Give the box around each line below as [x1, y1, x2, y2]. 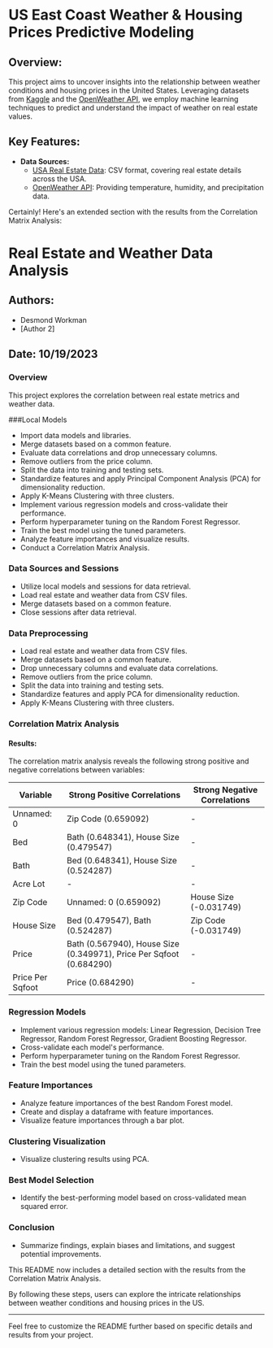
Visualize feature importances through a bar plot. [19, 1115, 185, 1125]
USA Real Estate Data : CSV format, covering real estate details [32, 165, 242, 175]
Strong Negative [193, 785, 258, 796]
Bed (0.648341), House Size [66, 855, 177, 867]
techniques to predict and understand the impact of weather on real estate [8, 103, 258, 112]
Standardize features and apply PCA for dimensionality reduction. [19, 689, 240, 699]
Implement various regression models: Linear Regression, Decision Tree [19, 1024, 262, 1034]
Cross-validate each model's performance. [19, 1042, 165, 1052]
